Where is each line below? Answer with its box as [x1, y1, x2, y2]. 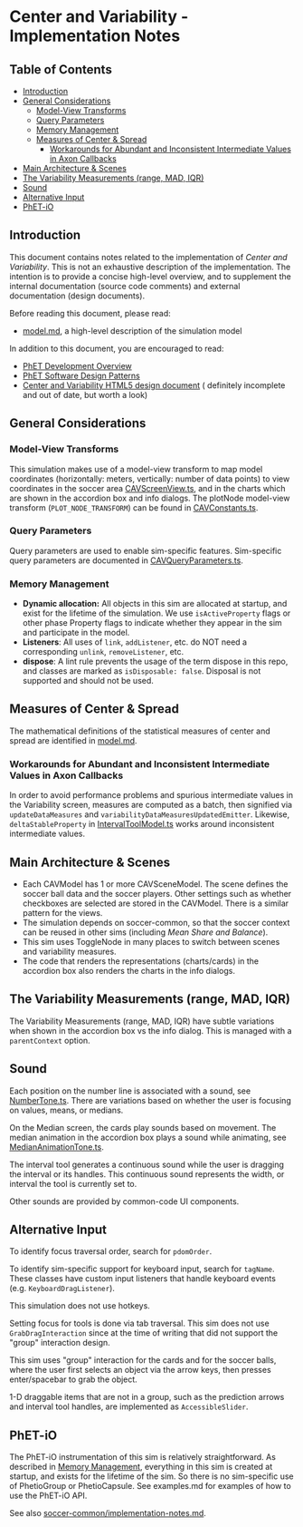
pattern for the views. [22, 908, 103, 919]
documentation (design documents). [9, 290, 146, 301]
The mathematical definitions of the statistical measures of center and [9, 725, 271, 736]
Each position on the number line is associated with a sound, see [9, 1085, 251, 1096]
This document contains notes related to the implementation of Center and [9, 251, 288, 262]
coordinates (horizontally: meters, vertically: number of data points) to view [9, 473, 290, 484]
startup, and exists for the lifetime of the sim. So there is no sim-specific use [9, 1471, 294, 1482]
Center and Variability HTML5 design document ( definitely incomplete [22, 379, 286, 391]
